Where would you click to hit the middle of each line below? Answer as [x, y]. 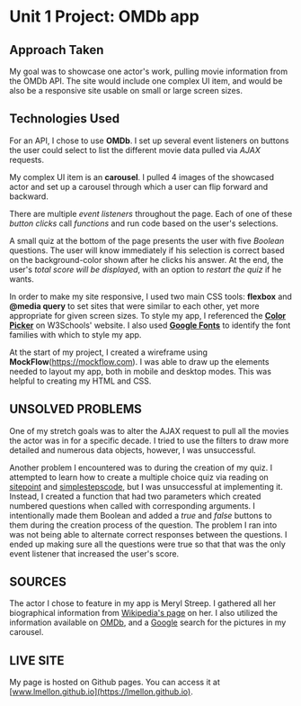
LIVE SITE [37, 661]
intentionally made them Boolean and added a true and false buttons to [141, 515]
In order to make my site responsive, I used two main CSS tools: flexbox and [150, 296]
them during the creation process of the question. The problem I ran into [143, 525]
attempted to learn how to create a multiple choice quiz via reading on [139, 477]
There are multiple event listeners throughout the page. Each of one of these [151, 213]
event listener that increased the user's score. [94, 553]
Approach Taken [57, 50]
